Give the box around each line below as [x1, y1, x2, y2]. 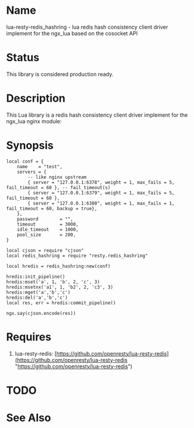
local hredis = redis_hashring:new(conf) [6, 263, 111, 269]
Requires [6, 330, 52, 344]
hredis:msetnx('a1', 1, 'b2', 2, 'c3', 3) [6, 284, 113, 290]
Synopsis [6, 139, 54, 152]
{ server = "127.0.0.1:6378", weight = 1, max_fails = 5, [27, 179, 175, 186]
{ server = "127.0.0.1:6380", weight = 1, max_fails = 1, [27, 200, 175, 207]
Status [6, 51, 40, 65]
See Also [6, 411, 51, 425]
